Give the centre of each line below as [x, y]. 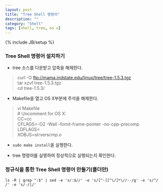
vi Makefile [28, 108]
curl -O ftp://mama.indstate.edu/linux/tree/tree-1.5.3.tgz [74, 78]
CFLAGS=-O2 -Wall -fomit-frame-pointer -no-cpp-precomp [78, 124]
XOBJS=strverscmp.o [39, 135]
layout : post [19, 10]
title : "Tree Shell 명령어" [33, 14]
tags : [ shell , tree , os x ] [33, 28]
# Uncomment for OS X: [42, 114]
